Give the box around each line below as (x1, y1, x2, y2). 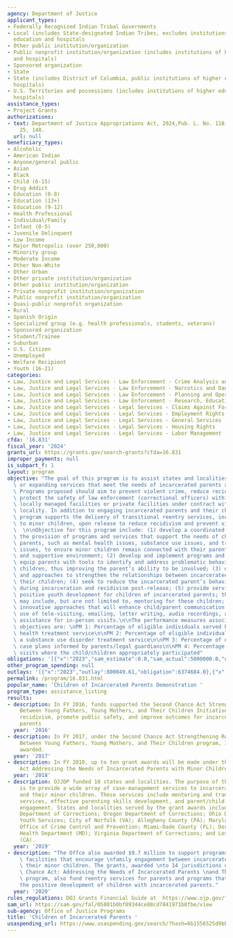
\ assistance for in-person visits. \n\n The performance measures (13, 617, 207, 624)
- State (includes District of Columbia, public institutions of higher (7, 74, 222, 82)
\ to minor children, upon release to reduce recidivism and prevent (13, 520, 218, 527)
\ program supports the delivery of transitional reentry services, (13, 514, 216, 521)
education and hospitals (13, 36, 85, 43)
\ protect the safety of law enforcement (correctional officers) (13, 494, 209, 501)
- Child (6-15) (7, 178, 51, 185)
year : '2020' (13, 888, 51, 895)
